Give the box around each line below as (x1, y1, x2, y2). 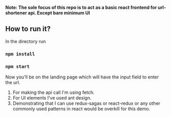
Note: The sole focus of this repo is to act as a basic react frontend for (5, 5, 157, 10)
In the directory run (5, 38, 46, 44)
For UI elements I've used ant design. (12, 95, 92, 101)
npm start (5, 64, 30, 69)
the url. (5, 80, 20, 86)
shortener (5, 10, 27, 16)
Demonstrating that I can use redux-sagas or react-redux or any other (12, 100, 160, 107)
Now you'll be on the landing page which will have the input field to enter (5, 74, 159, 80)
